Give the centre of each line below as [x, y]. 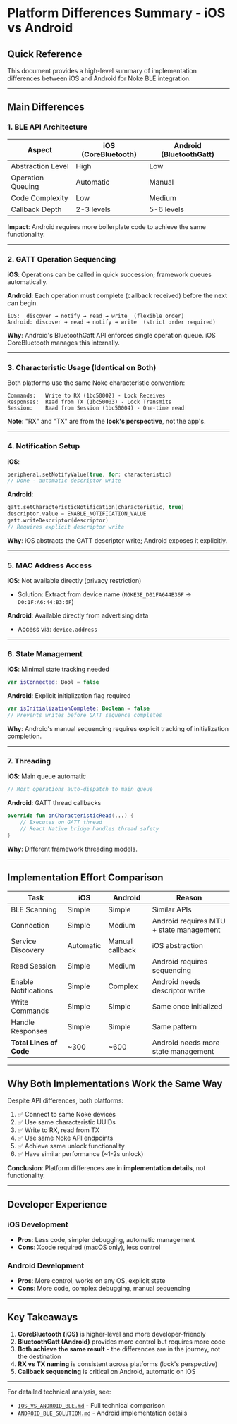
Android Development [46, 1265]
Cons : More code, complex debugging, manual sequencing [104, 1289]
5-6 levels [167, 209]
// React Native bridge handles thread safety [90, 829]
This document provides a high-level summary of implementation [102, 71]
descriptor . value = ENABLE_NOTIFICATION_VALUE [77, 514]
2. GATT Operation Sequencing [62, 259]
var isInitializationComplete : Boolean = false [79, 709]
